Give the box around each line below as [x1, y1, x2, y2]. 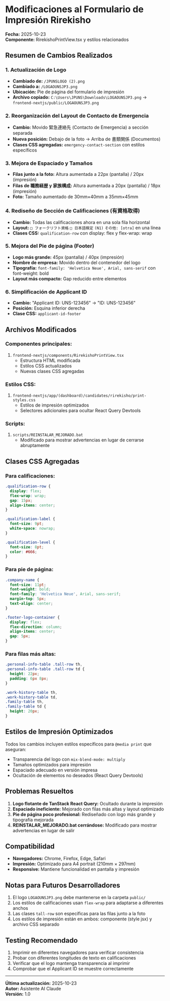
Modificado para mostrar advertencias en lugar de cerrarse [20, 437, 144, 443]
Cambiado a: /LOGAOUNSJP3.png [12, 83, 77, 89]
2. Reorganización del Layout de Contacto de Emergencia [5, 112, 149, 119]
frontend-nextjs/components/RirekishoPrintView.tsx [12, 353, 124, 358]
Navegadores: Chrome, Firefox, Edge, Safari [12, 856, 106, 862]
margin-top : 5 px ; [10, 597, 47, 602]
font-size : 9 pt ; [10, 521, 44, 527]
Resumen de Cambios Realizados [5, 51, 113, 60]
